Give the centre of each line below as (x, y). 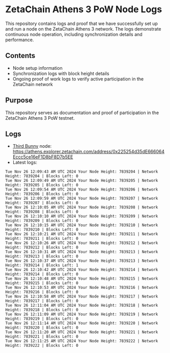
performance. (20, 40)
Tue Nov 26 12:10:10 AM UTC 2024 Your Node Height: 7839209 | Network (82, 216)
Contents (20, 56)
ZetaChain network (33, 84)
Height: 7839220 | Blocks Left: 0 (42, 328)
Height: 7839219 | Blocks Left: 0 (42, 319)
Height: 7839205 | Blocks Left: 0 (42, 185)
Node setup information (37, 68)
